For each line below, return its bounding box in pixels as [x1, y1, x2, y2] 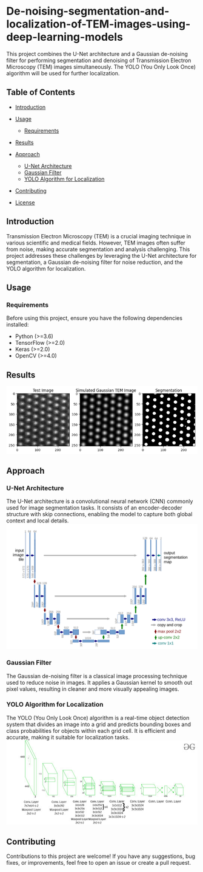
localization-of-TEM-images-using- [6, 17, 191, 31]
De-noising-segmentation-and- [6, 4, 170, 18]
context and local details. [6, 517, 69, 524]
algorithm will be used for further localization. [6, 69, 120, 77]
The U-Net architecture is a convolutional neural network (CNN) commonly [6, 497, 193, 505]
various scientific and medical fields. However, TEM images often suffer [6, 239, 186, 246]
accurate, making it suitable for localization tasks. [6, 733, 130, 741]
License [15, 199, 35, 206]
